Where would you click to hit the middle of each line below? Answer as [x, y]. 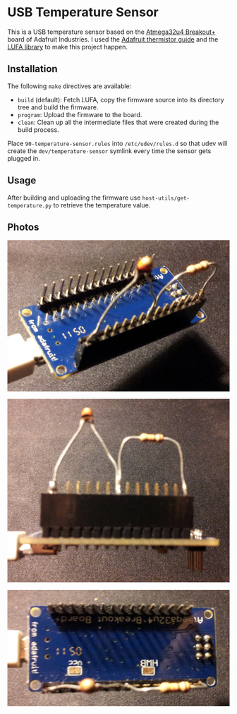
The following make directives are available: [69, 86]
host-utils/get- [166, 198]
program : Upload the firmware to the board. [80, 114]
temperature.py [30, 205]
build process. [38, 129]
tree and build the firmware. [58, 107]
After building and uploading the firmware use [74, 198]
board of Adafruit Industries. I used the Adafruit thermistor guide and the [113, 39]
